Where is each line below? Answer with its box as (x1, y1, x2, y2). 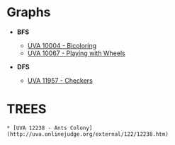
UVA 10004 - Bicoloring (27, 41, 97, 50)
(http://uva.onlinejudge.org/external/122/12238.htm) (6, 130, 169, 138)
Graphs (6, 4, 51, 21)
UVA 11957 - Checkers (27, 76, 93, 85)
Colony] (69, 124, 93, 132)
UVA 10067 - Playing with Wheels (27, 49, 125, 57)
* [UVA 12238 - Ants (6, 124, 68, 132)
